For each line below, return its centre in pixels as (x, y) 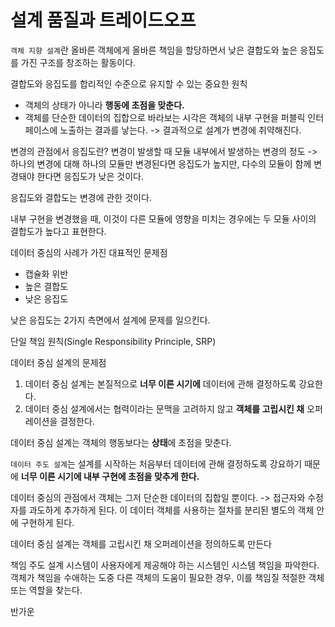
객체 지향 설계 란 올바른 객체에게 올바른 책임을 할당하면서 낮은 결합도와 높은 (154, 50)
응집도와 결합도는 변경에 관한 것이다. (81, 197)
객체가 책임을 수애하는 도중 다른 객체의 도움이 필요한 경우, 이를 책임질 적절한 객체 (167, 577)
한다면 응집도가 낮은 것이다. (90, 176)
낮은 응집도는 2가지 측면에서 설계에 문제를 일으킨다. (110, 320)
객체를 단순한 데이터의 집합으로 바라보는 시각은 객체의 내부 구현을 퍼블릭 (165, 117)
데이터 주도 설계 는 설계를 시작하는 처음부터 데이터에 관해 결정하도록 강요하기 (156, 463)
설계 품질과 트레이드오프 (103, 20)
